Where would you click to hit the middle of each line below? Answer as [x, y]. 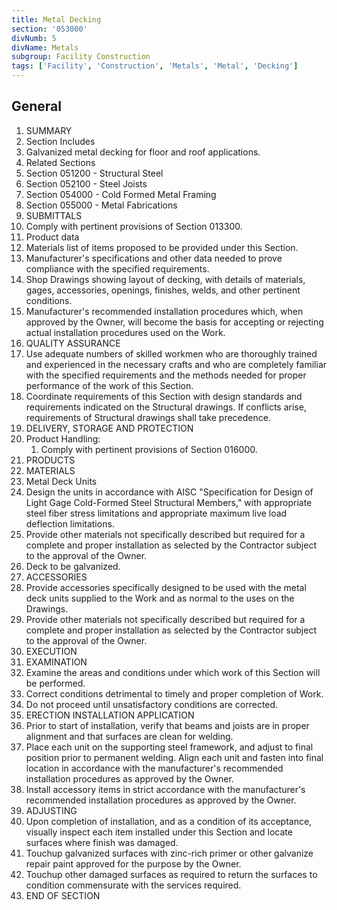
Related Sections [60, 162]
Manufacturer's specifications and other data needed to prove [154, 258]
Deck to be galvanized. [73, 566]
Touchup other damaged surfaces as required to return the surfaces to [171, 874]
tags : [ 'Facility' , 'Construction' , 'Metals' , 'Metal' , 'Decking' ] [155, 66]
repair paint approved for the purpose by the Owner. [133, 863]
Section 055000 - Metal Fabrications [101, 205]
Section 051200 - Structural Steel [94, 173]
